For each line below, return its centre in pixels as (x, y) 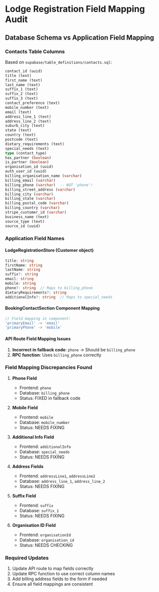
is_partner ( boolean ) (27, 162)
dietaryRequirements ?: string (36, 293)
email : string (20, 279)
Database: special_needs (45, 451)
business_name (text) (27, 217)
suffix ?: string (22, 274)
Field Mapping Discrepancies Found (49, 368)
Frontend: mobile (36, 417)
